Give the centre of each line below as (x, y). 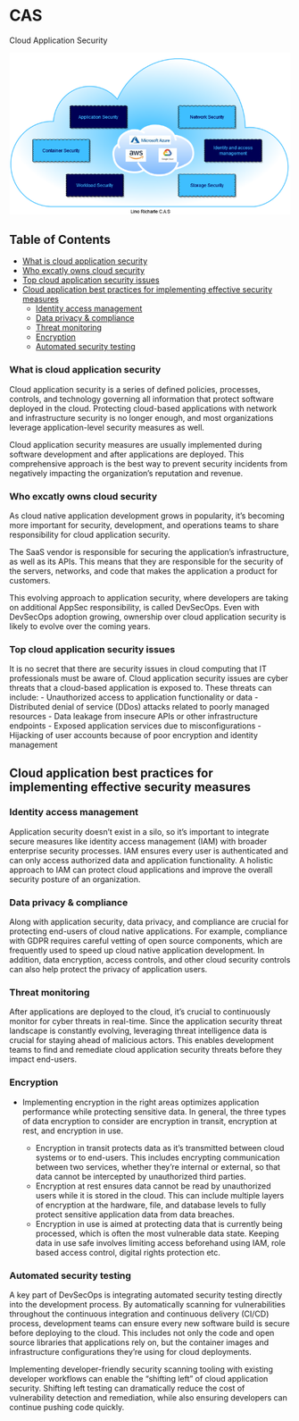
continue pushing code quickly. (67, 1408)
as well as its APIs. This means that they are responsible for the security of (146, 561)
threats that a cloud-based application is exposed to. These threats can (141, 688)
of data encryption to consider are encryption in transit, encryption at (149, 1121)
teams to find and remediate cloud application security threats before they (146, 1050)
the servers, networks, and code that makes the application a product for (144, 571)
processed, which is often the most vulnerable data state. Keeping (157, 1233)
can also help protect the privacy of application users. (108, 970)
